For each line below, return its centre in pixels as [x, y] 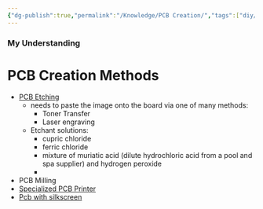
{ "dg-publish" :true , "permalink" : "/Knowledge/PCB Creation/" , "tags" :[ [124, 15]
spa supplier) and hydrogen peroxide [102, 164]
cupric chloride [67, 139]
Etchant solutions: [59, 130]
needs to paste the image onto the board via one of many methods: [139, 105]
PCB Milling [37, 181]
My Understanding [44, 42]
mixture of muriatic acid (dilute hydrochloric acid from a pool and [147, 156]
